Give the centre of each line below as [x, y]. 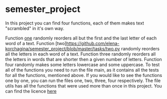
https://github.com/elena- [93, 43]
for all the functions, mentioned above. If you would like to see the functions [84, 75]
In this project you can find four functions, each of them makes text [75, 23]
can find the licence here [31, 91]
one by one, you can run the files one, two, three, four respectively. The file [83, 80]
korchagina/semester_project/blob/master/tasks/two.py [63, 48]
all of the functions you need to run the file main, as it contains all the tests [82, 70]
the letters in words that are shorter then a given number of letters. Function [83, 59]
